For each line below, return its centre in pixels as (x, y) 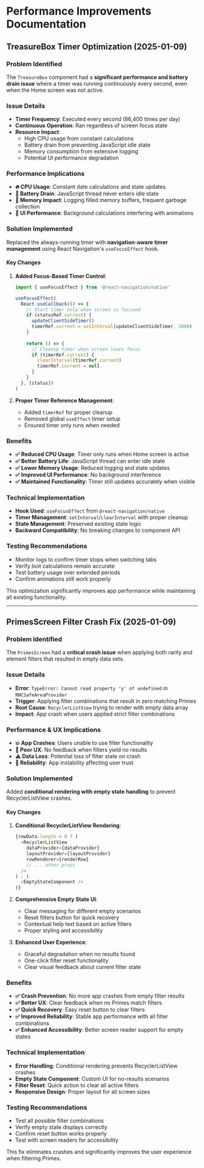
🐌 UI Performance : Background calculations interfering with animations (104, 213)
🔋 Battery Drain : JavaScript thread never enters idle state (87, 194)
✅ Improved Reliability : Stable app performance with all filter (92, 1016)
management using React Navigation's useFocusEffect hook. (83, 248)
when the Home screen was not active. (55, 90)
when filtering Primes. (34, 1158)
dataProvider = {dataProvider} (63, 848)
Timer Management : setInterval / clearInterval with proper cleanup (101, 517)
